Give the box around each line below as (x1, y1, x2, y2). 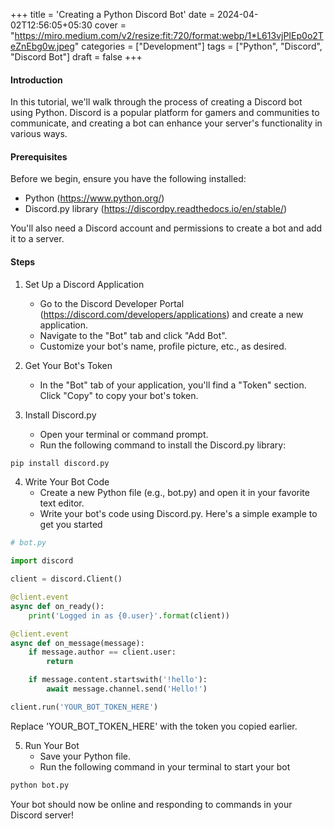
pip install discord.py (10, 458, 110, 468)
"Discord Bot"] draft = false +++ (10, 51, 143, 63)
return (46, 657, 74, 667)
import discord (10, 556, 74, 566)
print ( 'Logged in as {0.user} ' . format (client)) (28, 610, 230, 621)
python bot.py (10, 780, 70, 790)
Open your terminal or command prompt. (39, 428, 209, 440)
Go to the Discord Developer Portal (39, 297, 185, 309)
